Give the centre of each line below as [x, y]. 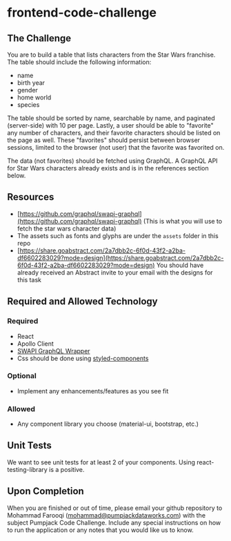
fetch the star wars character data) [67, 228]
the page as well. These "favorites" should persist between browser [104, 140]
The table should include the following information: [79, 62]
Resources [31, 197]
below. [17, 175]
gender [27, 90]
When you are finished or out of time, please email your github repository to [115, 508]
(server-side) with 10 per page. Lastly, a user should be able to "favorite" [110, 125]
